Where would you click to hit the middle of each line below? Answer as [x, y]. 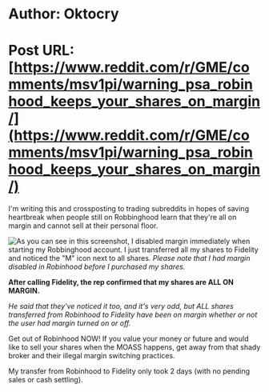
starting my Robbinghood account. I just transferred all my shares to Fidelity [133, 250]
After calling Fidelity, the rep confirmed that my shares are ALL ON [121, 282]
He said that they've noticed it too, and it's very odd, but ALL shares [121, 306]
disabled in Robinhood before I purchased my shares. [97, 267]
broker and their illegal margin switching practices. [92, 356]
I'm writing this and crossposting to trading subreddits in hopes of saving [129, 209]
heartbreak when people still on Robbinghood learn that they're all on [122, 218]
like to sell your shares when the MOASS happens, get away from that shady [134, 347]
